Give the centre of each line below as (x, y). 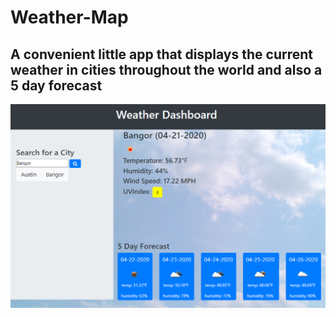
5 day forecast (56, 85)
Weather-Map (69, 17)
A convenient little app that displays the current (161, 54)
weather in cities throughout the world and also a (166, 69)
